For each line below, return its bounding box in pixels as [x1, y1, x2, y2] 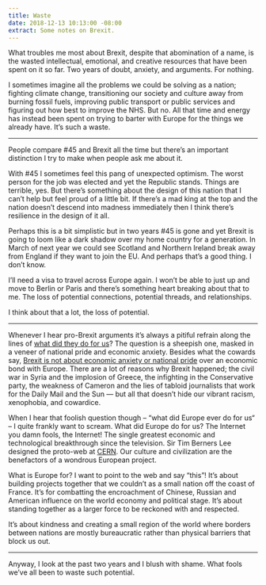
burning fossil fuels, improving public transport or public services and [8, 97, 235, 107]
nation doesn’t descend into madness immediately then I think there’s [8, 203, 234, 212]
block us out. [8, 537, 51, 546]
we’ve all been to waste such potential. [8, 568, 135, 577]
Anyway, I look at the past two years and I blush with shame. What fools [8, 560, 243, 569]
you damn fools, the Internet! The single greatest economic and [8, 430, 215, 440]
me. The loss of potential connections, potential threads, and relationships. [8, 292, 252, 302]
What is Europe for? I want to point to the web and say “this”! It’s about [8, 471, 239, 480]
